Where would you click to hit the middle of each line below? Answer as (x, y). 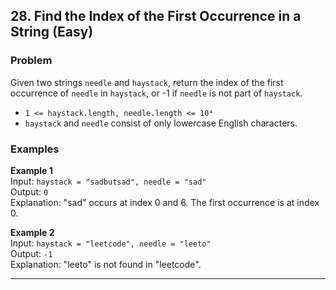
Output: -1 (31, 253)
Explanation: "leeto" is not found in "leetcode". (106, 264)
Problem (31, 61)
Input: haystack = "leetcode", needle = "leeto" (111, 243)
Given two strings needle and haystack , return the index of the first (147, 82)
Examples (35, 149)
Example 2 (32, 232)
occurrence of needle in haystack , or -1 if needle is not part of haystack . (156, 93)
